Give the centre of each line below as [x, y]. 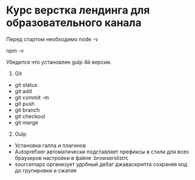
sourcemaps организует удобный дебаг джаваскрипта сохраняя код [101, 164]
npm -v [15, 50]
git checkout [30, 116]
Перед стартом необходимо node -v [52, 39]
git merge [26, 122]
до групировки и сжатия [45, 170]
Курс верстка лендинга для [78, 10]
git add [23, 91]
